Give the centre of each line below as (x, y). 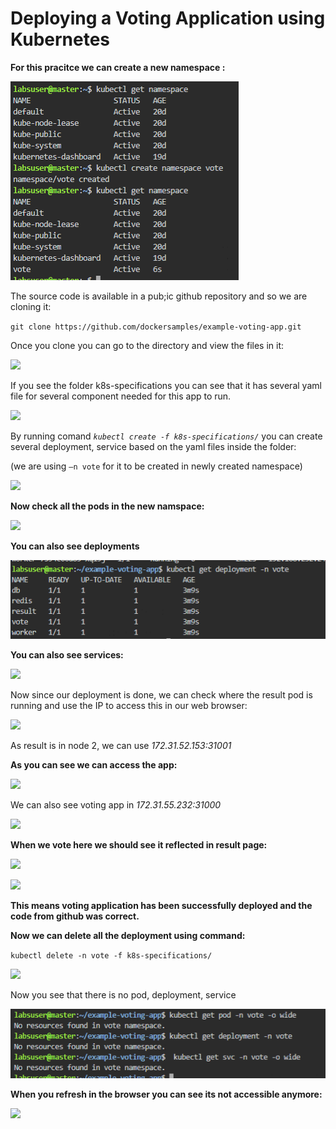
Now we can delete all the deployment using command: (128, 935)
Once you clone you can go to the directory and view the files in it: (147, 345)
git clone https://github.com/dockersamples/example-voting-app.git (156, 327)
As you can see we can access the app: (94, 764)
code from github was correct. (75, 916)
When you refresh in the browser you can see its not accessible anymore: (166, 1094)
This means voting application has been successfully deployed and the (161, 905)
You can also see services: (67, 654)
